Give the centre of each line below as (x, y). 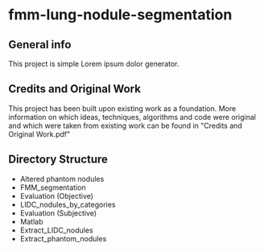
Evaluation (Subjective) (58, 213)
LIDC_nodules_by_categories (68, 204)
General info (40, 45)
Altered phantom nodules (62, 179)
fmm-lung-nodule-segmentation (120, 15)
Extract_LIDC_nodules (57, 230)
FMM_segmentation (53, 187)
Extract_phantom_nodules (63, 238)
